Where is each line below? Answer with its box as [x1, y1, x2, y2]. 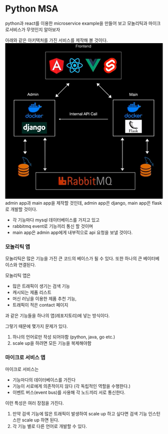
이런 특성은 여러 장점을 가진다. [5, 400, 64, 406]
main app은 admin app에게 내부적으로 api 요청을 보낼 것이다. [12, 229, 133, 235]
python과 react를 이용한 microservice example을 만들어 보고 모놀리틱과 [5, 20, 147, 26]
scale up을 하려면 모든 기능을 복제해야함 [12, 340, 91, 346]
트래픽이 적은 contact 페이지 [12, 302, 68, 308]
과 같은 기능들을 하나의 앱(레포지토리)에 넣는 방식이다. [5, 312, 110, 319]
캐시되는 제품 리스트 [12, 289, 51, 295]
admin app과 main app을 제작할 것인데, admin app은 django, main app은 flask [5, 200, 162, 206]
